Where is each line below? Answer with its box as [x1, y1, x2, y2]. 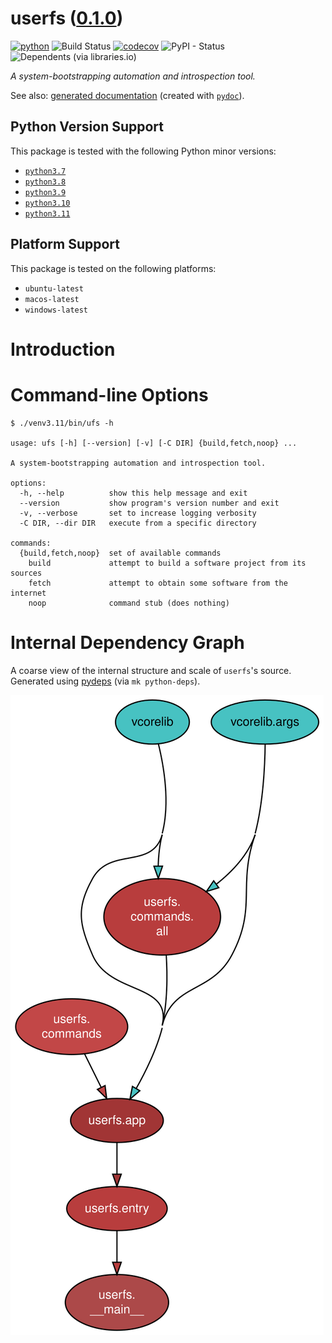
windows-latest [24, 305, 89, 315]
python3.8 [24, 177, 67, 187]
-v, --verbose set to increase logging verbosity [19, 508, 257, 518]
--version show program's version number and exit [19, 498, 280, 508]
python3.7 [24, 166, 67, 176]
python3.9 [24, 187, 67, 197]
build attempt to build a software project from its [28, 558, 307, 568]
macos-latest [24, 294, 80, 304]
